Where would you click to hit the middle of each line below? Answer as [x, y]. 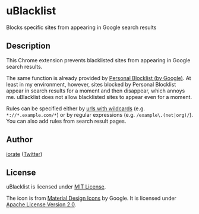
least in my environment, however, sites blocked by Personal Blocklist [91, 84]
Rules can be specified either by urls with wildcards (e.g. [76, 108]
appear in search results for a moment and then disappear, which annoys [96, 91]
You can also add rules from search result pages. [66, 121]
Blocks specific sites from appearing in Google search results [81, 27]
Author [19, 140]
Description [28, 46]
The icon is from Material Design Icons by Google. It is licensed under [91, 198]
